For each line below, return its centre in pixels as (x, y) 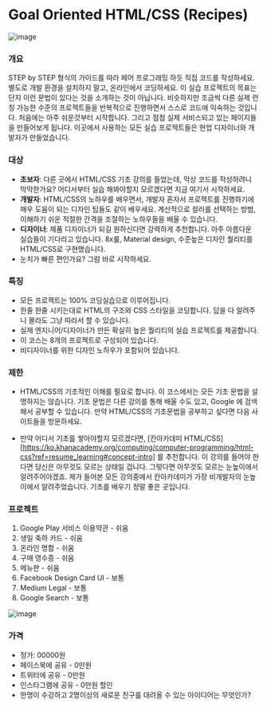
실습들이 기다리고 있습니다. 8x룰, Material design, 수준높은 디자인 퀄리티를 (136, 239)
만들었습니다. (49, 138)
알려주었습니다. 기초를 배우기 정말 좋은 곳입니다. (116, 487)
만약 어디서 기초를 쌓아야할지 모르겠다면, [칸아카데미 (101, 438)
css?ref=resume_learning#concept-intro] (87, 457)
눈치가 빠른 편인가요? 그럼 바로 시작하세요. (85, 259)
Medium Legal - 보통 (53, 588)
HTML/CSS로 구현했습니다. (63, 249)
